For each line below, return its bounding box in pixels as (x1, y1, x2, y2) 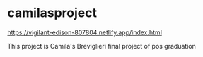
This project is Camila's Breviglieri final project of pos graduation (7, 42, 196, 50)
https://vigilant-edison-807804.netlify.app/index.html (7, 28, 163, 37)
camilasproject (7, 5, 98, 21)
